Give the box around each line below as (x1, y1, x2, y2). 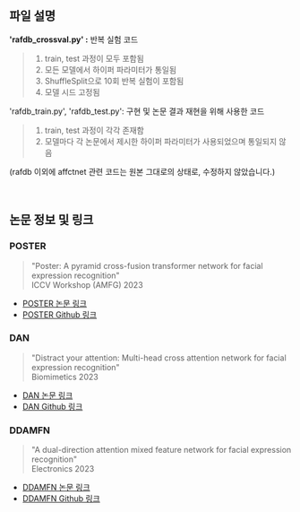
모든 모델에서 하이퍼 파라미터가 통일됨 (44, 64, 177, 74)
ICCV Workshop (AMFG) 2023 (30, 279, 143, 290)
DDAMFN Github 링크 (21, 493, 100, 504)
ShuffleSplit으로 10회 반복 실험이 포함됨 (44, 75, 184, 86)
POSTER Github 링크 (21, 308, 97, 320)
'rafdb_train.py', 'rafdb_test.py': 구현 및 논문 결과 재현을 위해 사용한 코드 (9, 106, 265, 117)
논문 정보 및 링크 (9, 213, 94, 228)
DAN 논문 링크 (21, 389, 73, 401)
